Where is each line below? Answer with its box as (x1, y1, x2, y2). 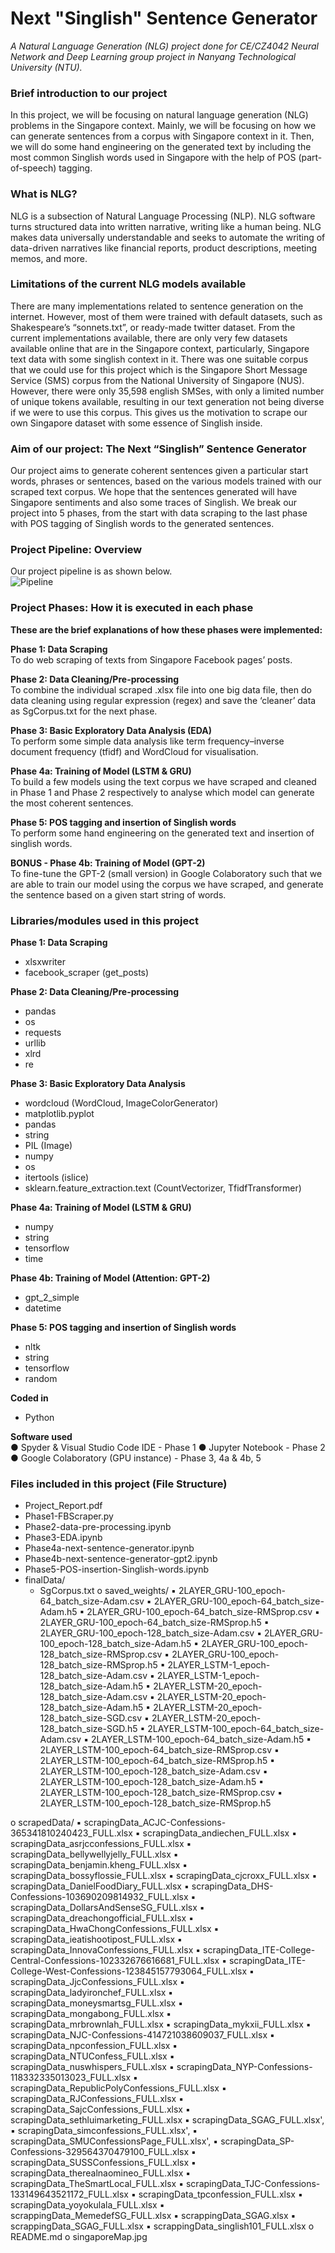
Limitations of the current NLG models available (10, 277, 247, 291)
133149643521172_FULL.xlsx (10, 2188, 129, 2201)
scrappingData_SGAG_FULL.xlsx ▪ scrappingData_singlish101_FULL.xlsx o (10, 2220, 315, 2232)
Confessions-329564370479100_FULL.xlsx (10, 2146, 190, 2158)
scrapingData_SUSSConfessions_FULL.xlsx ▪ (10, 2157, 197, 2169)
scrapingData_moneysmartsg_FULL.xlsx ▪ (10, 1997, 184, 2009)
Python (24, 1412, 55, 1424)
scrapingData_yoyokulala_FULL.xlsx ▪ (10, 2199, 165, 2211)
